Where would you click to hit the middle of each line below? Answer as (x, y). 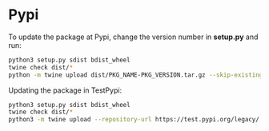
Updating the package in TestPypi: (65, 90)
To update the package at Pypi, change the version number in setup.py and (133, 37)
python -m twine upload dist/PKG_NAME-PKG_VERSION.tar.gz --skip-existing (136, 75)
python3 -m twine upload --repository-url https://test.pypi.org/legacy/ (134, 120)
